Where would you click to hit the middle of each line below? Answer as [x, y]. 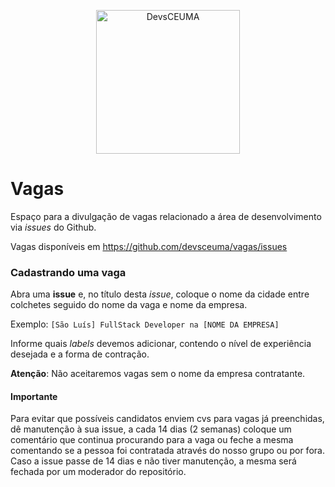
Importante [34, 396]
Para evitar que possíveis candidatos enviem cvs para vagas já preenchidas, [167, 419]
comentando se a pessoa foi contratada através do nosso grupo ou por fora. [167, 451]
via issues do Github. [53, 227]
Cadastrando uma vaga [68, 272]
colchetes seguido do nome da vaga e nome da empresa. [129, 305]
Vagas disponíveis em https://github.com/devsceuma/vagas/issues [149, 246]
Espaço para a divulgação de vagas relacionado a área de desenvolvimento [166, 216]
